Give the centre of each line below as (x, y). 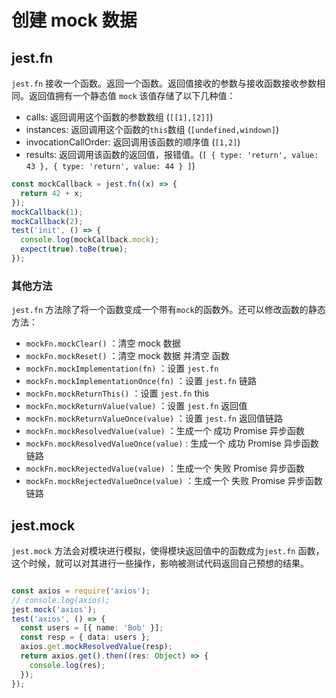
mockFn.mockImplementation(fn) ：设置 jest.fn (122, 368)
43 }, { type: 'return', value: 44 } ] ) (110, 165)
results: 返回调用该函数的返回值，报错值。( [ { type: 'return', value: (172, 154)
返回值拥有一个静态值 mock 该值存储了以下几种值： (132, 95)
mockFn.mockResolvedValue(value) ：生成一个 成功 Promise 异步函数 (165, 431)
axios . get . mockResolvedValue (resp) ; (96, 647)
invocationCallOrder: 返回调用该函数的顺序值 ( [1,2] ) (133, 142)
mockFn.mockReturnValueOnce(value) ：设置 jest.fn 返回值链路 (154, 418)
